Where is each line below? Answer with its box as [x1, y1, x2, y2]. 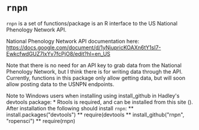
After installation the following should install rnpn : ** [6, 104, 134, 112]
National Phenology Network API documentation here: [6, 37, 139, 45]
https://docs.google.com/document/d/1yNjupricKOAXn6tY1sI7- [6, 44, 161, 51]
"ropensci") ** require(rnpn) [6, 117, 76, 124]
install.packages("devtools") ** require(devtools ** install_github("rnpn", [6, 111, 185, 118]
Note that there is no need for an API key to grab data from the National [6, 62, 182, 69]
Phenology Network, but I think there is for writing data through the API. [6, 68, 183, 75]
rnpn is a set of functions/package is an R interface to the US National [6, 20, 178, 27]
